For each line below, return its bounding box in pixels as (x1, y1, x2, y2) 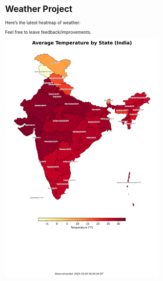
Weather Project (5, 3, 73, 15)
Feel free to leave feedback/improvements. (5, 29, 92, 35)
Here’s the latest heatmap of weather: (5, 20, 81, 25)
